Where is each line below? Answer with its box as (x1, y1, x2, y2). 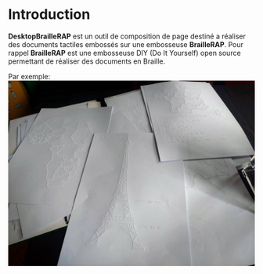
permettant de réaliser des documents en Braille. (8, 57, 166, 66)
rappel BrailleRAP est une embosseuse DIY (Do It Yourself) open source (8, 48, 241, 57)
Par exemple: (8, 71, 51, 81)
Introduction (8, 5, 91, 24)
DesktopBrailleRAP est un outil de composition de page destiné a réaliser (8, 31, 247, 41)
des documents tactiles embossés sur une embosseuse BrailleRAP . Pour (8, 39, 244, 49)
